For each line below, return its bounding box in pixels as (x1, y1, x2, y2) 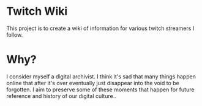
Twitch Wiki (6, 4, 68, 18)
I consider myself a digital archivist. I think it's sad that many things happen (6, 72, 196, 80)
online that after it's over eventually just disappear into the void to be (6, 79, 179, 86)
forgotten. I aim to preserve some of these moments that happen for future (6, 86, 195, 93)
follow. (6, 31, 23, 38)
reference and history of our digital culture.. (6, 92, 116, 99)
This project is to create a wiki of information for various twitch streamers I (6, 25, 195, 32)
